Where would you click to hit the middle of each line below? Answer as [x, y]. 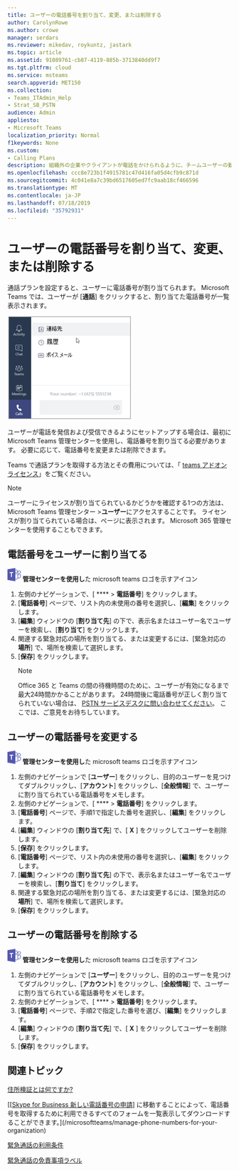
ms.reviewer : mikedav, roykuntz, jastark [70, 45]
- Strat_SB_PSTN [31, 105]
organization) [27, 1130]
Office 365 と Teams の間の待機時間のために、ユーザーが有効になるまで [123, 686]
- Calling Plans [31, 158]
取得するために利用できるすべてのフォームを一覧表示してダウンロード [122, 1113]
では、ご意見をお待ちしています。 [73, 712]
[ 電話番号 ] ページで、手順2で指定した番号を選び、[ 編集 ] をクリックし [119, 1010]
